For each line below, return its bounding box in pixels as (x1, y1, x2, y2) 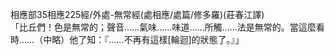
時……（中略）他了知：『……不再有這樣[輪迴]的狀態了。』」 (10, 34, 245, 45)
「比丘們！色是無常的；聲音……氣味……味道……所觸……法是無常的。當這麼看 (10, 21, 325, 33)
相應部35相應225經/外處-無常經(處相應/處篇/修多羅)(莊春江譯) (10, 9, 265, 20)
